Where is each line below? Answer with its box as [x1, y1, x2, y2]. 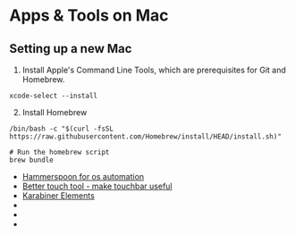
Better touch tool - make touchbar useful [21, 180, 173, 191]
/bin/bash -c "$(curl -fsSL [9, 124, 114, 133]
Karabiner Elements [21, 190, 96, 201]
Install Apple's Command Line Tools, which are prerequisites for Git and [21, 64, 286, 75]
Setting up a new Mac [9, 41, 132, 56]
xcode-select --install [9, 91, 98, 100]
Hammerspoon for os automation [21, 172, 145, 181]
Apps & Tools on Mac [9, 5, 169, 26]
